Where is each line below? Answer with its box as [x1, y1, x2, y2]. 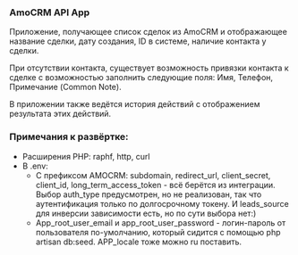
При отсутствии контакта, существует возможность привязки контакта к [9, 62, 289, 73]
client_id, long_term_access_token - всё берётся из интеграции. [35, 179, 276, 190]
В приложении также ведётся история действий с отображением [9, 99, 260, 110]
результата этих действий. [9, 109, 112, 119]
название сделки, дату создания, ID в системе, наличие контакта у [9, 36, 267, 46]
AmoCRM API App [9, 6, 90, 19]
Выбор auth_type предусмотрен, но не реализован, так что [35, 189, 262, 200]
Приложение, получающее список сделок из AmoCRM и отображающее [9, 27, 288, 37]
